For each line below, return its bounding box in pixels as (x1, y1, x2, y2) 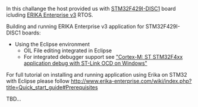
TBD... (6, 95, 21, 102)
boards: (21, 29, 41, 36)
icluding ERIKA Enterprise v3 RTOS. (6, 11, 93, 18)
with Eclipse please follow (6, 77, 70, 84)
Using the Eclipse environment (14, 41, 90, 48)
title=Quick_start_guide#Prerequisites (6, 84, 98, 91)
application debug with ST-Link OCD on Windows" (23, 59, 147, 67)
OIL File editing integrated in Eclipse (23, 47, 112, 54)
